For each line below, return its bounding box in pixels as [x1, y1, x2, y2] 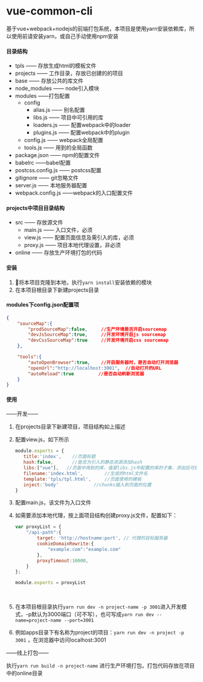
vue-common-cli [6, 4, 93, 18]
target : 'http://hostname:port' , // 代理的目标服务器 [37, 535, 168, 541]
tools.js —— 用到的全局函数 [24, 144, 93, 152]
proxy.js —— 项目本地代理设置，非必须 [24, 242, 121, 249]
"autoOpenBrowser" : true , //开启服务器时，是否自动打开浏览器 [28, 359, 179, 365]
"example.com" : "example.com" [47, 546, 121, 552]
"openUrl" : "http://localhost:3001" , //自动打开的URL [28, 365, 162, 371]
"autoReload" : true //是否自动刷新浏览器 [28, 370, 144, 377]
